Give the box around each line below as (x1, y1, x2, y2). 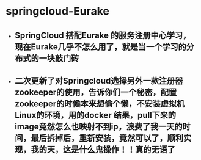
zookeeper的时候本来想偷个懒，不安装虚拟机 (14, 98, 185, 109)
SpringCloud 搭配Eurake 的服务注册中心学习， (14, 30, 191, 40)
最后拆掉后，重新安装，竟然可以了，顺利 (31, 133, 184, 143)
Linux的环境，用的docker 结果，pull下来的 (14, 110, 177, 120)
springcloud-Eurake (5, 4, 109, 18)
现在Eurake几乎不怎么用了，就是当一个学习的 (14, 42, 187, 52)
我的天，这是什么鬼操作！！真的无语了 (31, 144, 175, 155)
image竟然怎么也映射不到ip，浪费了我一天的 (14, 121, 183, 132)
